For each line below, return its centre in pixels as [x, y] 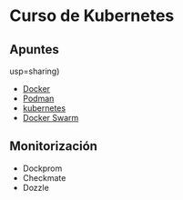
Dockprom [42, 168]
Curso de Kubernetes [92, 16]
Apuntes [34, 50]
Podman [38, 98]
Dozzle [36, 187]
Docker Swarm [51, 118]
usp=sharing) [35, 71]
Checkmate [44, 177]
